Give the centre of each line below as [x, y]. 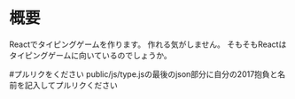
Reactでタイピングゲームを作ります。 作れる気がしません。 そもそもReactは [148, 44]
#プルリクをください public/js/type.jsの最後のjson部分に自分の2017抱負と [144, 74]
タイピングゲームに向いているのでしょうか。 [90, 55]
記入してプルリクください [71, 85]
